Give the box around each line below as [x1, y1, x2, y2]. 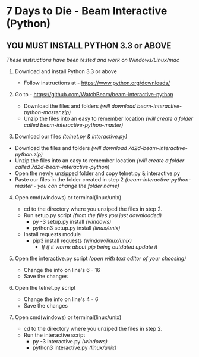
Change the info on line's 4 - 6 [23, 296, 99, 303]
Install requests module [23, 231, 81, 237]
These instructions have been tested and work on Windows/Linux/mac [6, 57, 180, 63]
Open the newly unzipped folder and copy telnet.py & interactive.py [14, 170, 180, 177]
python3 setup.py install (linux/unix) [32, 224, 121, 231]
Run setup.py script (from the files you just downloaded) [23, 212, 162, 218]
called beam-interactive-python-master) [23, 121, 124, 129]
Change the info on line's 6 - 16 [23, 267, 101, 273]
